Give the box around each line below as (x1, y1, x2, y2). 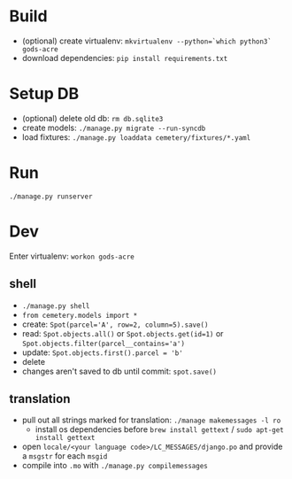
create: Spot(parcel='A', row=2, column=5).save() (21, 319, 209, 329)
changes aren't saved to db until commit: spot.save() (21, 366, 217, 376)
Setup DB (9, 84, 80, 104)
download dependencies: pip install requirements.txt (21, 52, 228, 63)
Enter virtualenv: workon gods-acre (9, 251, 134, 261)
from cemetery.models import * (21, 311, 138, 320)
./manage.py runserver (9, 192, 93, 201)
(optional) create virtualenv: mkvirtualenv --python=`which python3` (21, 35, 273, 46)
